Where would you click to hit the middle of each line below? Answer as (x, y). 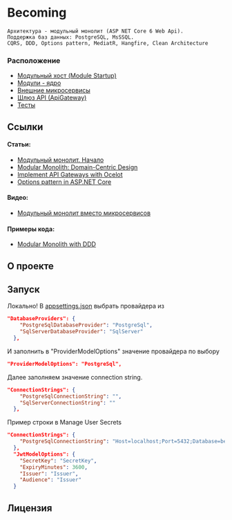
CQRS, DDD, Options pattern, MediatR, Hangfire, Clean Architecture (108, 43)
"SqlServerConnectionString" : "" (68, 402)
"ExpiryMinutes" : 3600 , (54, 467)
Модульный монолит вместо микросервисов (84, 213)
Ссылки (25, 127)
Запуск (23, 289)
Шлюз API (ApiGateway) (52, 98)
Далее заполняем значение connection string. (75, 377)
